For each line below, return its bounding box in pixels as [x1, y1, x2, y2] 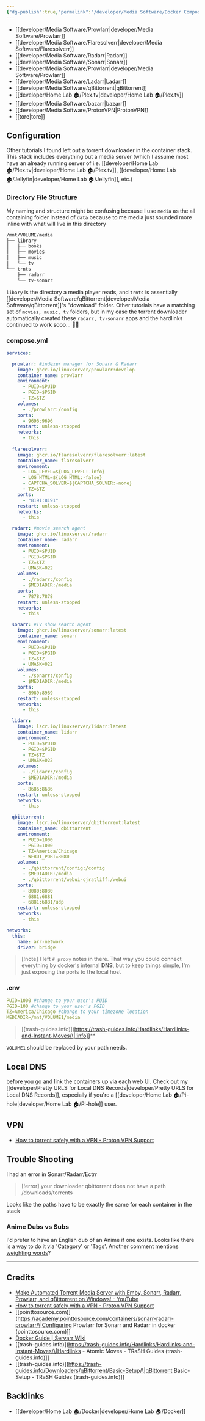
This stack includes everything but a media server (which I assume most [6, 153, 189, 161]
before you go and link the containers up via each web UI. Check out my [6, 1078, 188, 1085]
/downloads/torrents [21, 1189, 73, 1196]
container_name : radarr [17, 537, 78, 543]
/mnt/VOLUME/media [6, 232, 53, 238]
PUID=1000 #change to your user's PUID [6, 997, 108, 1004]
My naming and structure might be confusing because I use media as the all [6, 207, 196, 214]
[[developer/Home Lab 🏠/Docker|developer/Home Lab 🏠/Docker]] [15, 1408, 186, 1415]
